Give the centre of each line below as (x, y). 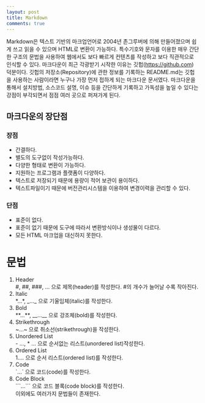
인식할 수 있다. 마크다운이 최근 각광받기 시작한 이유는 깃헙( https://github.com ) (100, 64)
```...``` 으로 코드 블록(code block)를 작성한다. (69, 386)
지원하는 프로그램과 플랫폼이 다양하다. (60, 173)
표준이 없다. (29, 220)
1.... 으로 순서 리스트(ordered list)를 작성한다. (69, 358)
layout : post (23, 12)
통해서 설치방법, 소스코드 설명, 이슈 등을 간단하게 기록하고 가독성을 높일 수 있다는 (102, 88)
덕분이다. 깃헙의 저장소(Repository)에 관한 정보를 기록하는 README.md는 (95, 72)
